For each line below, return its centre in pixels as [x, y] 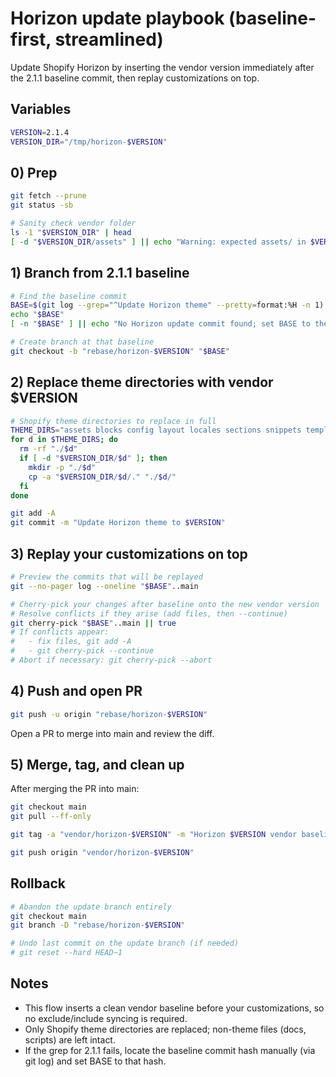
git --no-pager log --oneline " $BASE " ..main [104, 586]
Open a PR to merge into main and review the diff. [112, 733]
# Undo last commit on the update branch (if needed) [125, 943]
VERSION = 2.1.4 [40, 132]
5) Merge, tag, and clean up [97, 764]
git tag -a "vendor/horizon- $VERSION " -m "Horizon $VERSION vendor [154, 835]
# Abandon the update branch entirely [91, 907]
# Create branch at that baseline [82, 342]
